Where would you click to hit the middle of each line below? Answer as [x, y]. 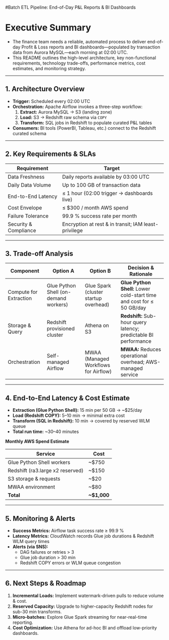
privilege [72, 230]
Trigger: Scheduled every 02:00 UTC [51, 101]
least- [151, 224]
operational [134, 356]
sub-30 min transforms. [37, 611]
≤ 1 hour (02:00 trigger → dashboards [108, 193]
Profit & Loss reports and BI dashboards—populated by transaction [91, 47]
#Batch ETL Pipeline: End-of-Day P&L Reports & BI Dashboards [70, 7]
